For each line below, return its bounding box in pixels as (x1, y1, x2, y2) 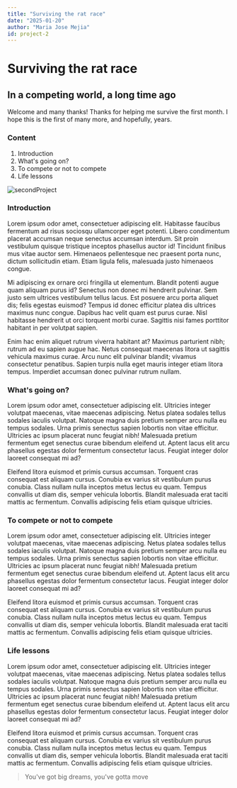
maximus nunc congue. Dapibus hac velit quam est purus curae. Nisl (7, 308, 207, 316)
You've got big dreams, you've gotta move (24, 772, 149, 781)
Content (7, 133, 37, 143)
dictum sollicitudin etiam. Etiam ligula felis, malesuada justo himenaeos (7, 257, 214, 265)
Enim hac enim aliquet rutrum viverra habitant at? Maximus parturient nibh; (7, 337, 225, 345)
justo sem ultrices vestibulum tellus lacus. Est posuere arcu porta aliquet (7, 293, 219, 301)
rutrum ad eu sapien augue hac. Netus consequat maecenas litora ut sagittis (7, 345, 230, 353)
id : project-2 (7, 30, 50, 38)
